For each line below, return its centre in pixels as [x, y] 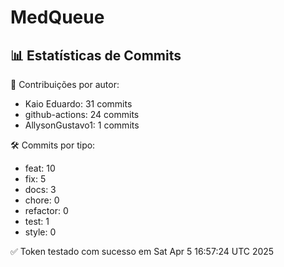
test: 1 [37, 221]
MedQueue [57, 17]
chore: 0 [42, 200]
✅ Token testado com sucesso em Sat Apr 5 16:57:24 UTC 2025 [142, 251]
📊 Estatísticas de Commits [96, 55]
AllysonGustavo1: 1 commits [82, 125]
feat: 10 [40, 168]
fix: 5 [35, 179]
